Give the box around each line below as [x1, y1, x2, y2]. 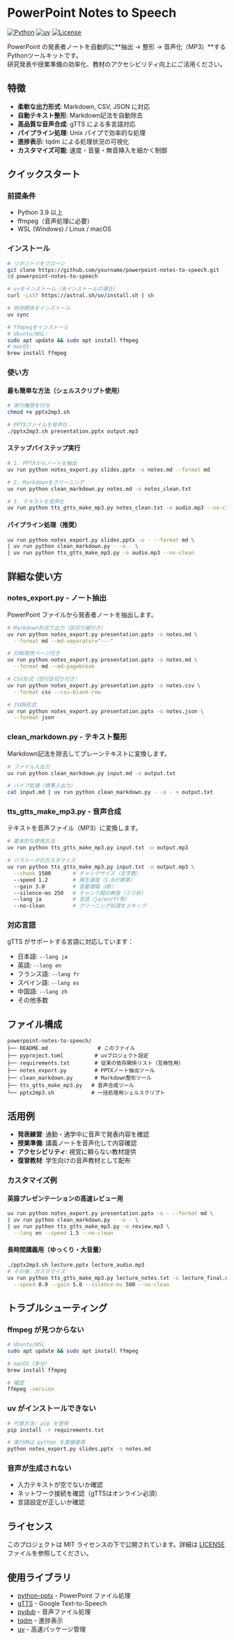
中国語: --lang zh [17, 987, 68, 995]
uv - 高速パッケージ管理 [17, 1625, 86, 1634]
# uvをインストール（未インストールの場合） [7, 285, 118, 293]
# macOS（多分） [7, 1360, 50, 1367]
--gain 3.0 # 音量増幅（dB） [13, 883, 117, 890]
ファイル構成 [7, 1019, 63, 1030]
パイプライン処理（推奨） [7, 520, 81, 528]
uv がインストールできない [7, 1404, 96, 1414]
